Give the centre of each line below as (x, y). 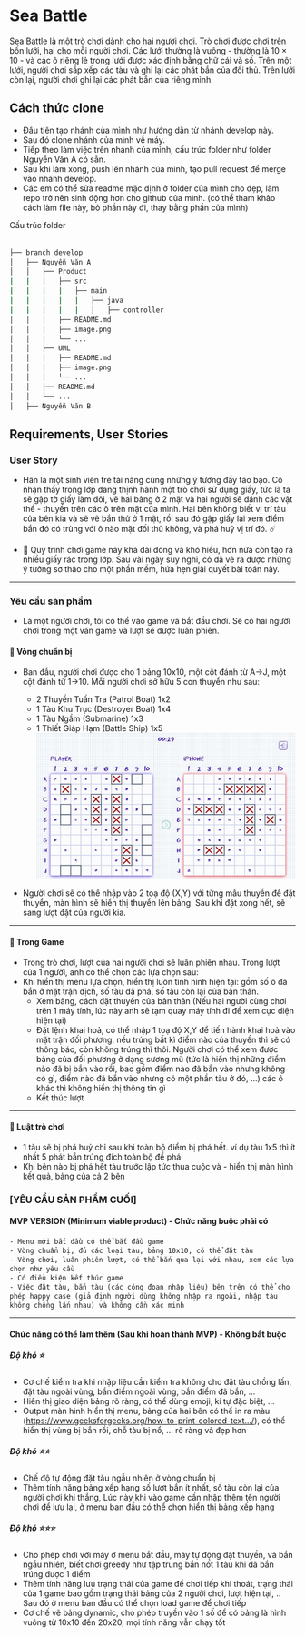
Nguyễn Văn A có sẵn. (64, 159)
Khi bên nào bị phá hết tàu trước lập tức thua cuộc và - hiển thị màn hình (158, 1166)
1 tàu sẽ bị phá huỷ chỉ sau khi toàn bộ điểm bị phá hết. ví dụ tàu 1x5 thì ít (159, 1147)
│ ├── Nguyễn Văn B (50, 406)
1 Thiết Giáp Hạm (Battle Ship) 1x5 (99, 728)
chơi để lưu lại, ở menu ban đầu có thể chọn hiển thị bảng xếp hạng (148, 1507)
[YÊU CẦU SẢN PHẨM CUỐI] (73, 1200)
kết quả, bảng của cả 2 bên (74, 1176)
